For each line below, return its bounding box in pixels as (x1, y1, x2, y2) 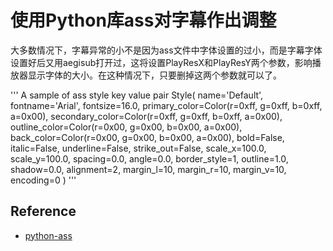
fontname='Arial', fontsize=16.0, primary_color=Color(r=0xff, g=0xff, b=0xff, (10, 99, 323, 111)
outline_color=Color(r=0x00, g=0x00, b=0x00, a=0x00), (10, 121, 243, 133)
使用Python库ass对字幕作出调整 (10, 9, 277, 32)
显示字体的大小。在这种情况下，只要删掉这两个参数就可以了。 (27, 69, 282, 81)
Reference (10, 203, 77, 220)
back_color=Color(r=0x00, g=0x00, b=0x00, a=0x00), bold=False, (10, 131, 285, 143)
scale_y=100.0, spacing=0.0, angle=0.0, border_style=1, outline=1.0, (10, 152, 289, 165)
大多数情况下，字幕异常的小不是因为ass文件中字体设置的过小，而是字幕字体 (10, 44, 323, 56)
